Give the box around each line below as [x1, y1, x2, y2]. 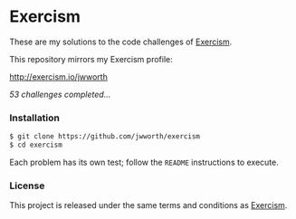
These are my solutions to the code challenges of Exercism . [9, 36, 233, 47]
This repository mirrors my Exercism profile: [9, 53, 174, 64]
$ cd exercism [9, 140, 63, 150]
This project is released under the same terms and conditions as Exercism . [9, 200, 288, 211]
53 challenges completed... [9, 89, 111, 100]
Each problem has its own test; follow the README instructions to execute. [9, 157, 279, 167]
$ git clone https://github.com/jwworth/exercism [9, 132, 201, 141]
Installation [9, 111, 61, 124]
